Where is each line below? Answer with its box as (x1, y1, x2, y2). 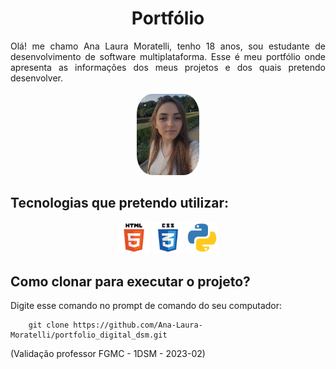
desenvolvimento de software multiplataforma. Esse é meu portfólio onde (10, 50, 326, 62)
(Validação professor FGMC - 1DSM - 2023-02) (10, 348, 206, 360)
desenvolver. (10, 72, 63, 84)
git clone (28, 320, 70, 331)
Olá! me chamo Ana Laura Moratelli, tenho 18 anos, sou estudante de (10, 40, 326, 52)
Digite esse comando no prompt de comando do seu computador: (10, 300, 283, 312)
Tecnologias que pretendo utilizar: (10, 195, 230, 212)
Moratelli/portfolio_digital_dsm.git (10, 330, 168, 341)
